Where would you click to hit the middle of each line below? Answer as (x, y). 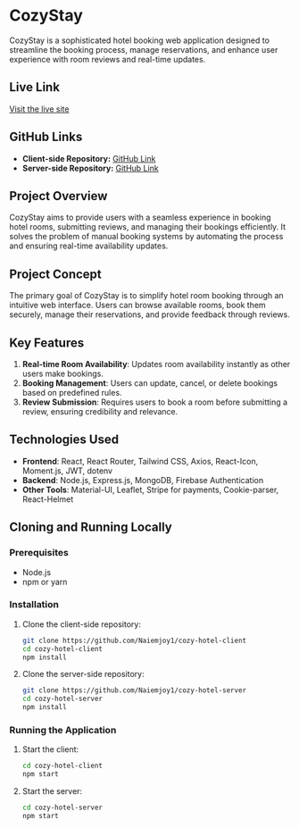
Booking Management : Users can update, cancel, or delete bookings (150, 383)
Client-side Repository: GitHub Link (89, 158)
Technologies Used (64, 440)
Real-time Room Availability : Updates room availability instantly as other (156, 364)
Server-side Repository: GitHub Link (90, 168)
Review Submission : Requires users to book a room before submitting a (155, 402)
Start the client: (50, 749)
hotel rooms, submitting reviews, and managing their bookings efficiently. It (148, 227)
